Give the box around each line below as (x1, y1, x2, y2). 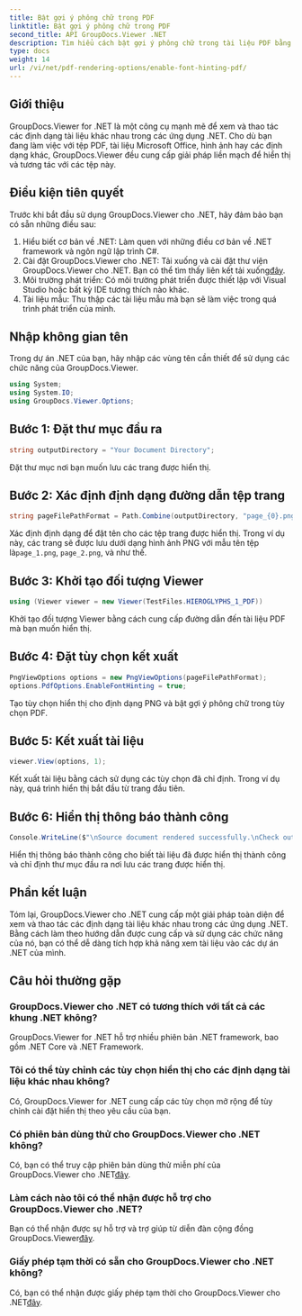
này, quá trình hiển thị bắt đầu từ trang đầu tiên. (9, 783, 186, 794)
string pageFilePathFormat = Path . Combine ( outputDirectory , (9, 512, 240, 521)
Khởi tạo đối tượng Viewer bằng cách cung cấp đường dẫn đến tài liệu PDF (9, 613, 286, 624)
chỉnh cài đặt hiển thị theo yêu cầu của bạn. (9, 1105, 172, 1116)
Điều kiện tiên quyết (9, 186, 124, 201)
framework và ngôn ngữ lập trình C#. (22, 245, 160, 257)
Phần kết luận (9, 885, 87, 901)
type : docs (9, 47, 50, 56)
